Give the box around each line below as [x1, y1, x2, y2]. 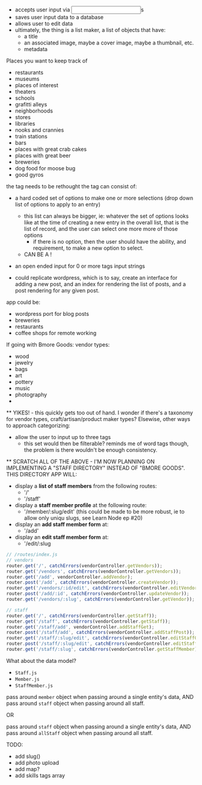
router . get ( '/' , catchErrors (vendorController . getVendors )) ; [6, 562, 163, 568]
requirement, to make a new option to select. [32, 244, 144, 251]
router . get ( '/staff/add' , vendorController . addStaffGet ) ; [6, 624, 155, 630]
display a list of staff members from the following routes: [14, 482, 158, 490]
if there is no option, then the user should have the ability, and [32, 238, 186, 245]
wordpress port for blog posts [14, 310, 89, 317]
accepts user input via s [14, 6, 144, 13]
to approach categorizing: [6, 422, 70, 429]
